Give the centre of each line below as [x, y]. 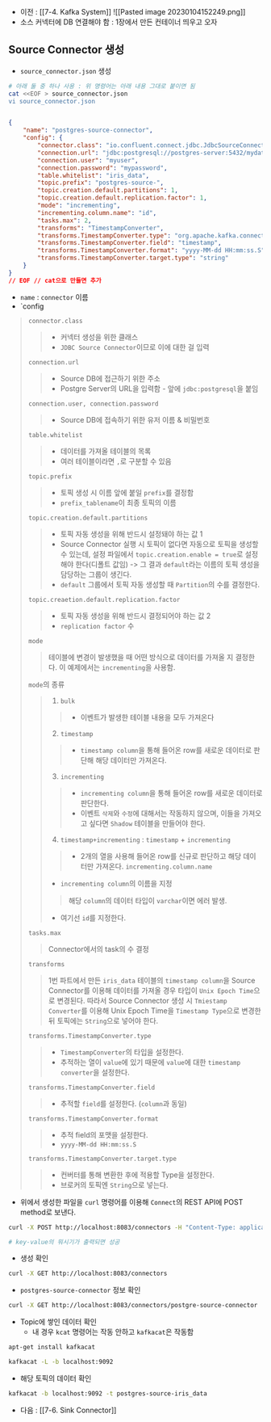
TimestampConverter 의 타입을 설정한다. [122, 1052]
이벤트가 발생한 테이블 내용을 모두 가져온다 [147, 717]
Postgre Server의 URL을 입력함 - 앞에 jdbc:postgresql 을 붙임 [159, 388]
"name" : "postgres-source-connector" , [88, 130]
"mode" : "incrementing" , [79, 206]
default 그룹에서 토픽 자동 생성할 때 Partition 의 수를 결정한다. [160, 584]
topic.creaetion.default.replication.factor [104, 600]
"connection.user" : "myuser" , [88, 160]
